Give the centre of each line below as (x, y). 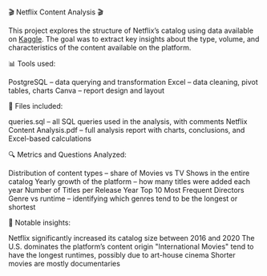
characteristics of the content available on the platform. (100, 48)
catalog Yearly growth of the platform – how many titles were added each (129, 182)
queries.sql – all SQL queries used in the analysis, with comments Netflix (128, 122)
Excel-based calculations (50, 138)
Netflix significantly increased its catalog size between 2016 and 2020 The (131, 238)
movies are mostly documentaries (64, 264)
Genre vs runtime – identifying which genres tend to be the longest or (123, 198)
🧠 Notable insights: (39, 222)
